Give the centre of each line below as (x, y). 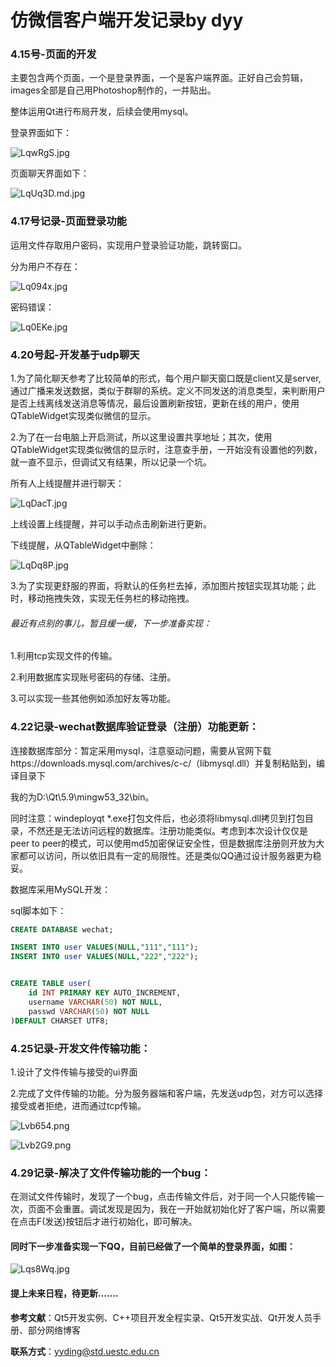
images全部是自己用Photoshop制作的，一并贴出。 (113, 90)
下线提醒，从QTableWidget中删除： (83, 545)
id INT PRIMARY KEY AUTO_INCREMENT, (105, 993)
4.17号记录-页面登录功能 (68, 221)
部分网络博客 (54, 1330)
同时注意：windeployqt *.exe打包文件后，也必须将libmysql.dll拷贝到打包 (158, 818)
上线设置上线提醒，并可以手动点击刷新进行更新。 (111, 524)
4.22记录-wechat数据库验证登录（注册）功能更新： (135, 727)
